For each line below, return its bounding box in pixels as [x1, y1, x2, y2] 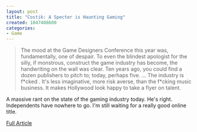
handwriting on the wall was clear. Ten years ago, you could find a [20, 65, 182, 72]
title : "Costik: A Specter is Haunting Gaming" [6, 14, 126, 20]
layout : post [6, 8, 38, 15]
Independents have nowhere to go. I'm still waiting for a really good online [6, 102, 186, 109]
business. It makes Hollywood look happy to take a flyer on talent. [20, 84, 182, 91]
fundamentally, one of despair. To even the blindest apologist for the [20, 53, 188, 60]
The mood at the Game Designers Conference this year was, [20, 47, 169, 54]
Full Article [6, 120, 33, 127]
